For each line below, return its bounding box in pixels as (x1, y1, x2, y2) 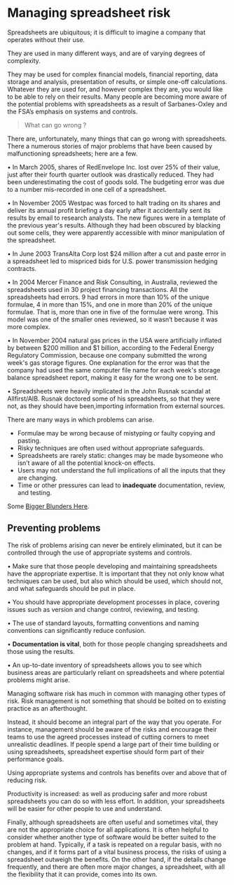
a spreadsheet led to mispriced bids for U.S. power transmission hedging (7, 257, 219, 265)
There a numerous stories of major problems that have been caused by (7, 141, 212, 150)
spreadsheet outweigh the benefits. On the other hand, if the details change (7, 855, 226, 863)
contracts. (7, 264, 37, 272)
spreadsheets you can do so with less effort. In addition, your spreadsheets (7, 797, 226, 805)
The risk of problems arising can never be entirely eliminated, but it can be (7, 541, 222, 549)
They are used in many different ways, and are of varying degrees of (7, 49, 205, 57)
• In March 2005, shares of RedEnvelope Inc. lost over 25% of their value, (7, 162, 221, 171)
